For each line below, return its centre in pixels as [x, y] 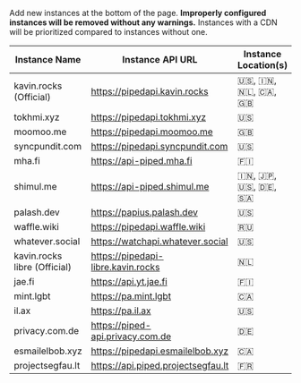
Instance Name [48, 60]
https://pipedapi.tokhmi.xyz [148, 117]
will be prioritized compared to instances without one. [108, 32]
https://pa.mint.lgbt [131, 296]
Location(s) [262, 65]
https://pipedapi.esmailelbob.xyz [160, 351]
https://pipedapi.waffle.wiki [148, 227]
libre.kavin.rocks [125, 267]
